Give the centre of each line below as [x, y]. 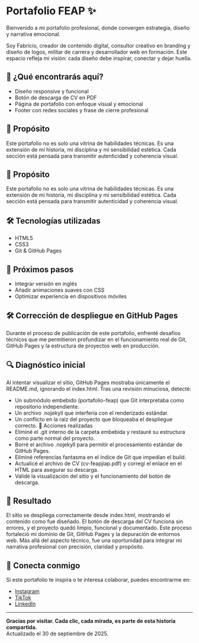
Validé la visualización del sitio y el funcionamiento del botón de [93, 476]
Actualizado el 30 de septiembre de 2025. [57, 633]
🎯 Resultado [29, 501]
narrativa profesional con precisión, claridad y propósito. [75, 547]
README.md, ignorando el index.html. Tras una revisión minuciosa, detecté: [99, 389]
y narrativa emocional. [33, 34]
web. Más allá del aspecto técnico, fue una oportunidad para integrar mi [94, 540]
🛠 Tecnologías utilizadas [53, 221]
